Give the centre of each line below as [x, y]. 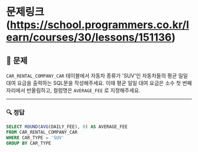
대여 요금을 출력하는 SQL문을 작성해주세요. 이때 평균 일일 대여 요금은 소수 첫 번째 [99, 83]
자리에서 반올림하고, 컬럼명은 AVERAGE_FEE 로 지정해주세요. [73, 90]
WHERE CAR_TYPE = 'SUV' [35, 138]
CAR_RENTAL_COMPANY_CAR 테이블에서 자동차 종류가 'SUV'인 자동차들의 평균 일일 [97, 76]
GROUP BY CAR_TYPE [29, 143]
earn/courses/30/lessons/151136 [89, 37]
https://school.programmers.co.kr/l [100, 25]
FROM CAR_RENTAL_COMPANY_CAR [42, 133]
